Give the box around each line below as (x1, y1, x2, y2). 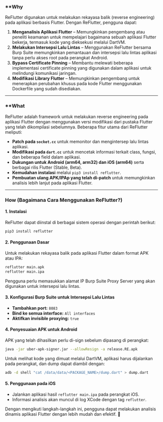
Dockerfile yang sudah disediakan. (12, 86, 81, 92)
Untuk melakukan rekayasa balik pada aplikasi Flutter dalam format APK (5, 250, 149, 256)
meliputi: (5, 129, 23, 135)
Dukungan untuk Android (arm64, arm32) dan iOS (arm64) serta (12, 159, 144, 165)
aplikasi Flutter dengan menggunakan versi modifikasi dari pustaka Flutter (5, 119, 153, 124)
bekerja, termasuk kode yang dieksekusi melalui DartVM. (12, 39, 126, 45)
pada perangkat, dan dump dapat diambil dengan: (5, 361, 105, 367)
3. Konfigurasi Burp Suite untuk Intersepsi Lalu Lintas (5, 294, 115, 300)
